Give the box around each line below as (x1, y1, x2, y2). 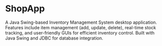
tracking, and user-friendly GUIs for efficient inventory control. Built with (5, 30, 154, 36)
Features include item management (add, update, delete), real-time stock (5, 24, 156, 30)
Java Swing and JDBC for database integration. (5, 35, 103, 41)
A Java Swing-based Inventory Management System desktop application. (5, 19, 157, 25)
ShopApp (5, 3, 45, 14)
